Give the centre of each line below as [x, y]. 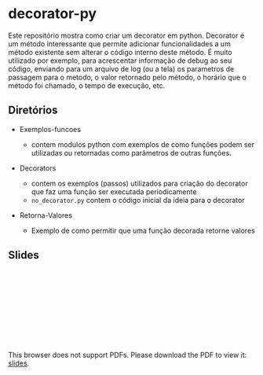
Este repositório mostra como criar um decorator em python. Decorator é [126, 35]
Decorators [38, 168]
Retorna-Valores [46, 215]
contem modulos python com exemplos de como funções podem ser [143, 144]
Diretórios [33, 110]
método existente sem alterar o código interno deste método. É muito [120, 52]
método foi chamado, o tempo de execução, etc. [87, 85]
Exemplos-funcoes [50, 129]
